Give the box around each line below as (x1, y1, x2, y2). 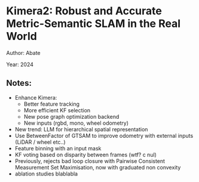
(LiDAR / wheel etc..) (14, 138, 66, 146)
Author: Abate (6, 49, 41, 56)
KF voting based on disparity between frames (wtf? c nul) (14, 151, 157, 158)
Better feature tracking (23, 100, 79, 107)
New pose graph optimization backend (23, 113, 120, 120)
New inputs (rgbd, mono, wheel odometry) (23, 119, 129, 127)
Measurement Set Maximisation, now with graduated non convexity (14, 164, 181, 171)
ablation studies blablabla (14, 170, 78, 177)
